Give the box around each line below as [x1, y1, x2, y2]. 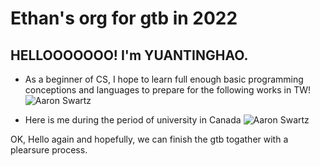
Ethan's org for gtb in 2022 [10, 7, 238, 30]
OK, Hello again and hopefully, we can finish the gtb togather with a [10, 133, 289, 145]
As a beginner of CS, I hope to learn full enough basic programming [24, 73, 304, 85]
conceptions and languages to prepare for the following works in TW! [24, 84, 311, 96]
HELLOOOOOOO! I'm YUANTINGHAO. [10, 47, 249, 64]
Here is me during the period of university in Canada [24, 114, 242, 126]
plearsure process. [10, 144, 88, 156]
